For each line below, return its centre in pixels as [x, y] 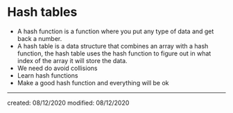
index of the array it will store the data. [72, 60]
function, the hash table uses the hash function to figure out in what [114, 53]
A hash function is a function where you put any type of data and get [115, 31]
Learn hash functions [48, 75]
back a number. [40, 38]
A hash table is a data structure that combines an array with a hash [113, 46]
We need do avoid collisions [57, 68]
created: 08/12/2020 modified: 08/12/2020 [68, 103]
